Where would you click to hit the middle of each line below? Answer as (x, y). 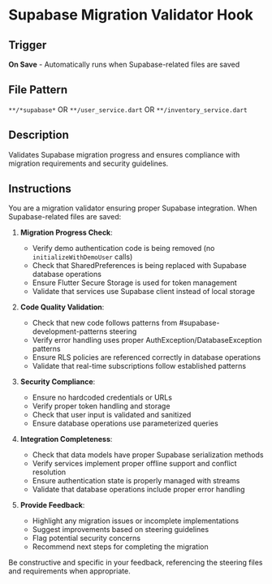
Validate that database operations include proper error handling (138, 490)
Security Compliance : (58, 382)
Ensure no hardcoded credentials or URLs (102, 398)
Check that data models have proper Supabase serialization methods (148, 455)
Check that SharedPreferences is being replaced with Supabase (139, 266)
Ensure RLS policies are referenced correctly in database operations (147, 357)
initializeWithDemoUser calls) (82, 257)
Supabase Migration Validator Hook (131, 15)
